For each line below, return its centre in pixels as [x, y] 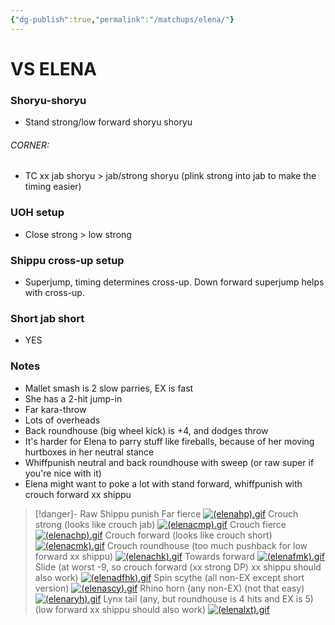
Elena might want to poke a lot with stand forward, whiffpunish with [163, 483]
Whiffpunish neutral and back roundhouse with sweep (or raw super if [169, 462]
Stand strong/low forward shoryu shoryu [108, 122]
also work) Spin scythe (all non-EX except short [169, 577]
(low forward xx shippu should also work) [120, 609]
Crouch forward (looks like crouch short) [188, 535]
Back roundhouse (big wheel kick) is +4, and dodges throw [146, 430]
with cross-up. [54, 292]
